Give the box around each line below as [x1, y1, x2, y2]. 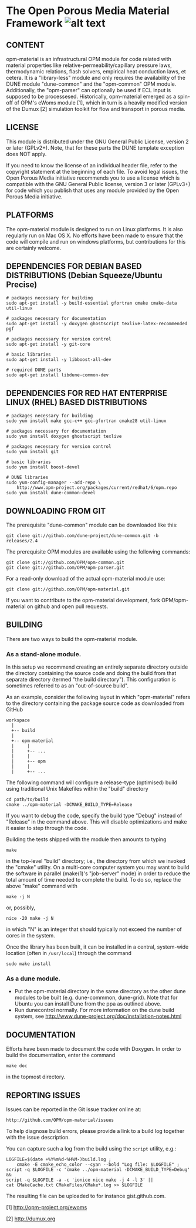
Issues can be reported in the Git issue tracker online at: [6, 1106, 142, 1113]
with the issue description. [6, 1134, 70, 1141]
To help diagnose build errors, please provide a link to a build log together [6, 1128, 185, 1135]
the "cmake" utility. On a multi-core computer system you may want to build [6, 864, 190, 871]
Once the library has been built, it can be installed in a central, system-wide [6, 943, 189, 950]
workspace [6, 717, 31, 723]
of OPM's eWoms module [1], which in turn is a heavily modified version [14, 99, 188, 106]
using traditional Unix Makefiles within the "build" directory [6, 785, 148, 792]
